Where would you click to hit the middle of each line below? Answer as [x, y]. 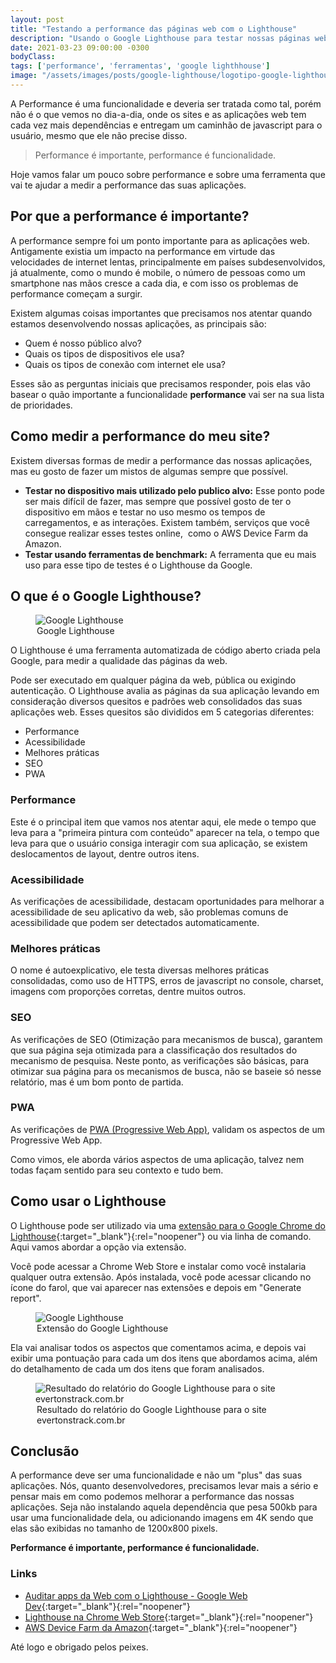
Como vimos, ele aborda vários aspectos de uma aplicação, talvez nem [157, 1159]
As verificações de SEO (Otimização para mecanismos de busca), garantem [166, 1039]
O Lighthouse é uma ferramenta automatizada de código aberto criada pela [165, 650]
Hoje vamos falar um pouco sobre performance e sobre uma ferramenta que [168, 174]
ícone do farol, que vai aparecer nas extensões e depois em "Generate [156, 1287]
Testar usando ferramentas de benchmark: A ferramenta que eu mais [170, 554]
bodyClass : [33, 57]
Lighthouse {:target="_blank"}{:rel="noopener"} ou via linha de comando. [161, 1236]
